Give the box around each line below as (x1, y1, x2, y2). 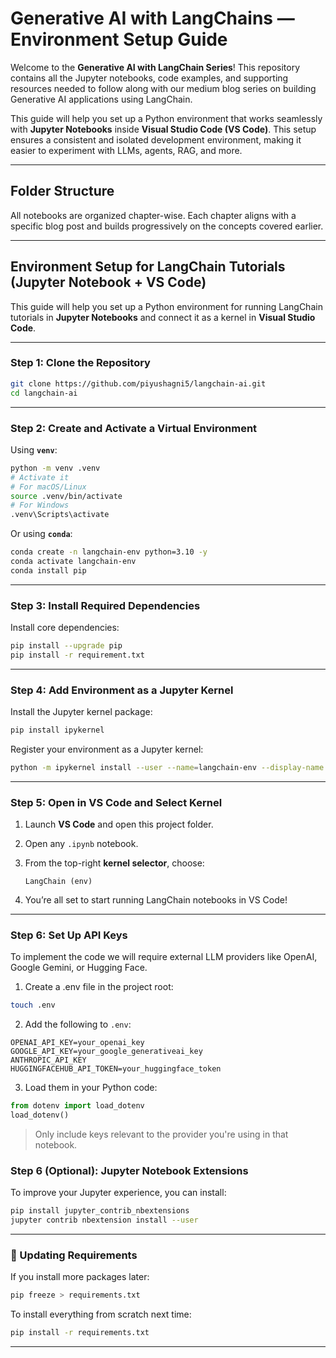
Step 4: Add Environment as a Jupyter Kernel (10, 683, 234, 697)
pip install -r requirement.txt (10, 650, 145, 660)
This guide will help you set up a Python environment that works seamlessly (10, 112, 323, 124)
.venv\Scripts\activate (10, 510, 110, 520)
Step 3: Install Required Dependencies (10, 598, 201, 612)
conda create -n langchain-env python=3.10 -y (10, 547, 208, 557)
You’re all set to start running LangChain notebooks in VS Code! (24, 894, 288, 906)
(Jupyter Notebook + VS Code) (10, 274, 207, 291)
